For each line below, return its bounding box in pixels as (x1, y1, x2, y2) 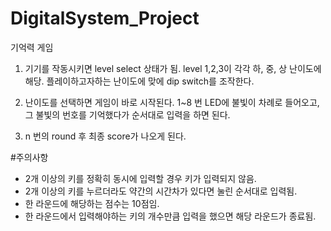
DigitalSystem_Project (10, 7, 200, 30)
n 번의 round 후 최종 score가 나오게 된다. (24, 130, 187, 142)
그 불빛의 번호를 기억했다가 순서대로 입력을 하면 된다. (24, 108, 231, 121)
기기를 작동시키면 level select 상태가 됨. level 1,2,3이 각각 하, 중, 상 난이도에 (24, 62, 322, 74)
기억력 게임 (10, 41, 54, 53)
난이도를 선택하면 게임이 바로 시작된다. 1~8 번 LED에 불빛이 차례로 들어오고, (24, 96, 320, 108)
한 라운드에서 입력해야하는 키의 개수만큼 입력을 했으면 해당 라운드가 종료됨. (24, 210, 317, 222)
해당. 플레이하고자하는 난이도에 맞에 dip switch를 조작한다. (24, 75, 255, 87)
